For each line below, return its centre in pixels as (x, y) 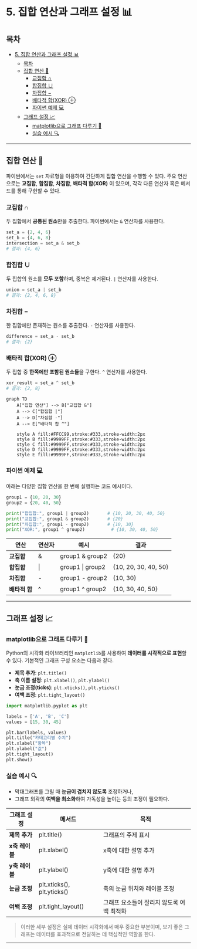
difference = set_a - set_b (40, 336)
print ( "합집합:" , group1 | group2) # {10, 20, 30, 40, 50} (86, 513)
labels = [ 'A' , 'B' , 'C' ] (38, 716)
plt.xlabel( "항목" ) (29, 743)
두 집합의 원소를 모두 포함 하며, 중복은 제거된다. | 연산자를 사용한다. (82, 279)
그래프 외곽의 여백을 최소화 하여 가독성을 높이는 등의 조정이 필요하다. (92, 799)
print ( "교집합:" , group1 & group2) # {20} (65, 519)
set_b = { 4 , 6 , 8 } (28, 238)
